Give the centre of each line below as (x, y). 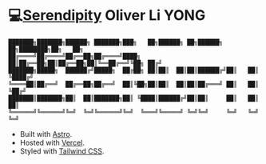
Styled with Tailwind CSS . (62, 151)
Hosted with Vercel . (52, 142)
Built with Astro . (46, 134)
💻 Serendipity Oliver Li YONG (107, 16)
